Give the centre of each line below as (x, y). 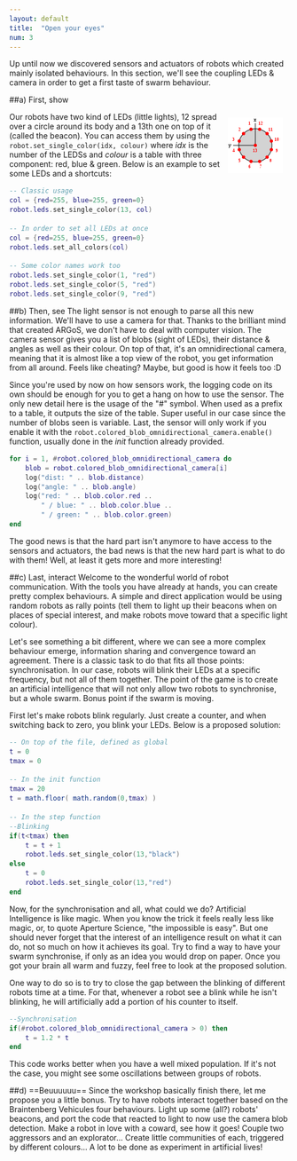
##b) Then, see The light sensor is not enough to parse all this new (132, 311)
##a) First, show (39, 100)
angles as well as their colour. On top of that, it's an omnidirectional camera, (148, 348)
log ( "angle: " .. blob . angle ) (81, 487)
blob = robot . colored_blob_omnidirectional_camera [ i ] (126, 468)
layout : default (39, 19)
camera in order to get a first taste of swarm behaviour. (110, 83)
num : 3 (21, 37)
